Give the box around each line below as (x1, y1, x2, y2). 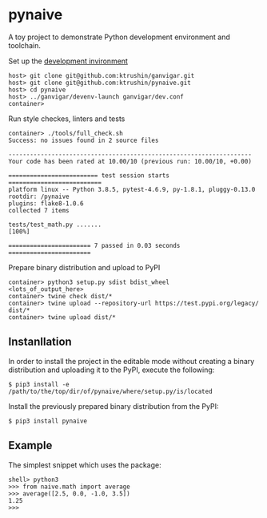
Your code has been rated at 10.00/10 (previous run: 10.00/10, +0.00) (8, 157, 252, 165)
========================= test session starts (8, 171, 170, 180)
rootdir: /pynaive (8, 192, 70, 200)
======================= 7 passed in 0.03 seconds (8, 241, 181, 249)
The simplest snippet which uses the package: (8, 459, 161, 470)
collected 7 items (8, 206, 70, 214)
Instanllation (8, 335, 72, 349)
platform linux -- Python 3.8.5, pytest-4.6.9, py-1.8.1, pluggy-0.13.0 (8, 185, 256, 193)
